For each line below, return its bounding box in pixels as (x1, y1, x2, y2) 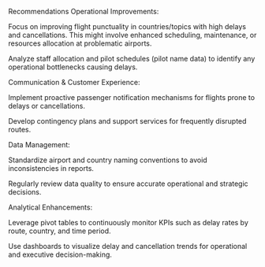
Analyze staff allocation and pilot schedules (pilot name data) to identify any (8, 54, 256, 63)
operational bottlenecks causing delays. (8, 62, 138, 72)
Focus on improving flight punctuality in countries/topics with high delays (8, 22, 247, 31)
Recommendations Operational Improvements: (8, 7, 159, 16)
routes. (8, 125, 32, 134)
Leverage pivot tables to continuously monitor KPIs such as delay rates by (8, 218, 248, 227)
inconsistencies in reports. (8, 164, 95, 172)
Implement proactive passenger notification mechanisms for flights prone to (8, 93, 255, 102)
